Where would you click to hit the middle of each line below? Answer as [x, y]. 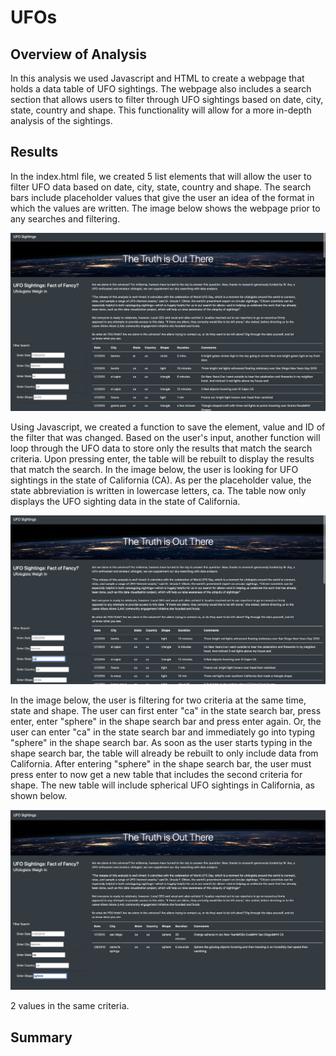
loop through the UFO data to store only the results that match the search [161, 448]
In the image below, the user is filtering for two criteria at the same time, [158, 700]
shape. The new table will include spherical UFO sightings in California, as [162, 785]
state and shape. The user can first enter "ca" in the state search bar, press [166, 711]
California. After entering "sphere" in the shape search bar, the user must [161, 764]
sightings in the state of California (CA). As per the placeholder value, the [161, 480]
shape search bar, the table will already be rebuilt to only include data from [164, 753]
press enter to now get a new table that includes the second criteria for [156, 775]
